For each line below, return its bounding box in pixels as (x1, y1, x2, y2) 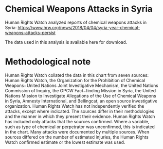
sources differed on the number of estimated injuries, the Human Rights (5, 134, 149, 140)
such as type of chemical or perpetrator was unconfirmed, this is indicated (5, 124, 155, 130)
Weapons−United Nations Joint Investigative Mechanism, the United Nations (5, 83, 159, 88)
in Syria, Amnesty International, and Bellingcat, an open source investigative (5, 98, 158, 104)
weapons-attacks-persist (5, 30, 56, 35)
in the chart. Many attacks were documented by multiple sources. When (5, 129, 150, 134)
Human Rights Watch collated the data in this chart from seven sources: (5, 72, 149, 78)
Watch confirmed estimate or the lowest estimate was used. (5, 139, 126, 145)
